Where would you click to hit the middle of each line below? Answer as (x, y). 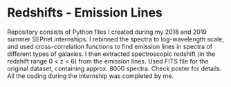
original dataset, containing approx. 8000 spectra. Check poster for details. (114, 68)
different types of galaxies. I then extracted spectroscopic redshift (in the (111, 54)
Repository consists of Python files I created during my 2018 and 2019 (107, 32)
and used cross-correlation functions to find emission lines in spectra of (110, 46)
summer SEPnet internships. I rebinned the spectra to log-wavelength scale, (116, 39)
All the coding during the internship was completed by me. (91, 76)
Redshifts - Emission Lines (85, 13)
